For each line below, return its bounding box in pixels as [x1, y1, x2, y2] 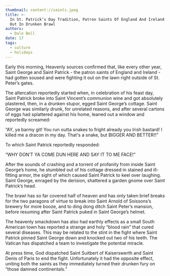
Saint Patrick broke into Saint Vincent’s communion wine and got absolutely [5, 95, 163, 101]
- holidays [10, 50, 33, 55]
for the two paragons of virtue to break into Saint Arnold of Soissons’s [5, 198, 151, 204]
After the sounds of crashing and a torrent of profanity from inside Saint [5, 161, 156, 167]
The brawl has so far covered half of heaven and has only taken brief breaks [5, 192, 165, 199]
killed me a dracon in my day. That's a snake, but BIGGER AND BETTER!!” [5, 132, 159, 138]
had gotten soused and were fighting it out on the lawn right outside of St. [5, 74, 160, 81]
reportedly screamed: [5, 116, 51, 123]
